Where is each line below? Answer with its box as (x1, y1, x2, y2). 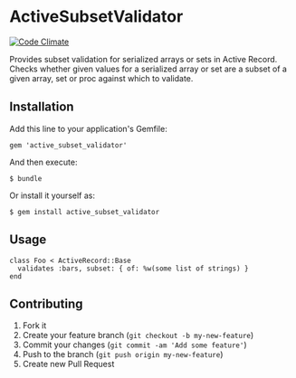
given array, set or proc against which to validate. (9, 72, 194, 83)
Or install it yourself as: (9, 190, 95, 201)
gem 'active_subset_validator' (9, 140, 128, 150)
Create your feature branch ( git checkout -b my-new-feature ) (22, 330, 254, 341)
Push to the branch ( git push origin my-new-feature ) (22, 349, 224, 360)
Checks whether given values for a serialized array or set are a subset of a (9, 63, 288, 74)
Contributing (9, 296, 83, 311)
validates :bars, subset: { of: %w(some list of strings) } (17, 264, 249, 273)
